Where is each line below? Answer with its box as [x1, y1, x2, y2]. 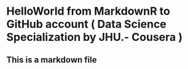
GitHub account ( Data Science [6, 17, 167, 31]
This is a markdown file [6, 54, 97, 65]
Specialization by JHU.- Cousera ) [6, 31, 183, 44]
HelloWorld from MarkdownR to [6, 4, 170, 18]
